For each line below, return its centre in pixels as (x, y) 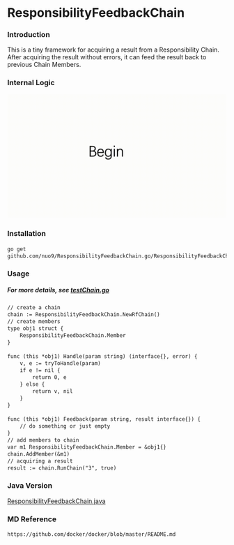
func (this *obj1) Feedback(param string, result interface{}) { (104, 419)
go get (17, 249)
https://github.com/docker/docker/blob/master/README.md (92, 535)
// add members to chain (43, 440)
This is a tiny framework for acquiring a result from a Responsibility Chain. (113, 50)
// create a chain (34, 308)
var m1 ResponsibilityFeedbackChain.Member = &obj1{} (87, 447)
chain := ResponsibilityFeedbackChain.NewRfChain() (84, 315)
